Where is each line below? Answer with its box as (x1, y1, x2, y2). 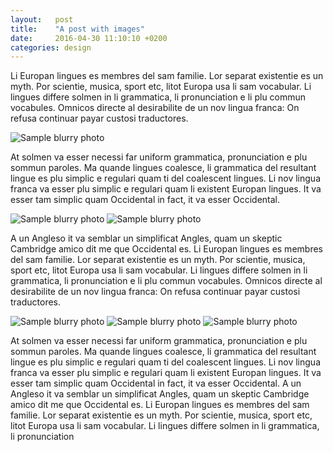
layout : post (10, 14, 74, 25)
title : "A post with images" (10, 24, 145, 34)
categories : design (10, 42, 92, 53)
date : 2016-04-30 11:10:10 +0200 (10, 33, 168, 43)
